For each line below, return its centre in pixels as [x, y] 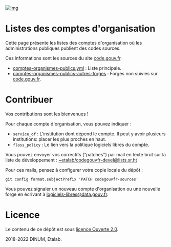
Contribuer [29, 100]
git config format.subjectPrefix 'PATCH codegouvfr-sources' [72, 179]
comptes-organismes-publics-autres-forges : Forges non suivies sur [85, 73]
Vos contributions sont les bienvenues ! [47, 114]
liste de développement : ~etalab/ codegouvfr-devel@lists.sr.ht [71, 160]
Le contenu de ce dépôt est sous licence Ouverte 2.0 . [62, 229]
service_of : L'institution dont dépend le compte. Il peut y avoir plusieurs [89, 134]
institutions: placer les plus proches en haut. [59, 139]
